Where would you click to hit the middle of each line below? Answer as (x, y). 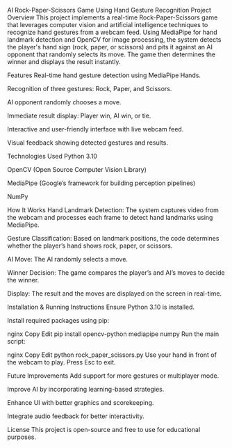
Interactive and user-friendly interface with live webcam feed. (96, 129)
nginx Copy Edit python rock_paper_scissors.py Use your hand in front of (112, 355)
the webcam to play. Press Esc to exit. (61, 362)
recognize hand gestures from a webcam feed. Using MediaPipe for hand (112, 32)
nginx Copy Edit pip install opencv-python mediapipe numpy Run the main (113, 334)
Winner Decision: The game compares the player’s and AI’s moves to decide (116, 273)
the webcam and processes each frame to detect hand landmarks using (110, 217)
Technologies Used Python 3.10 (52, 156)
